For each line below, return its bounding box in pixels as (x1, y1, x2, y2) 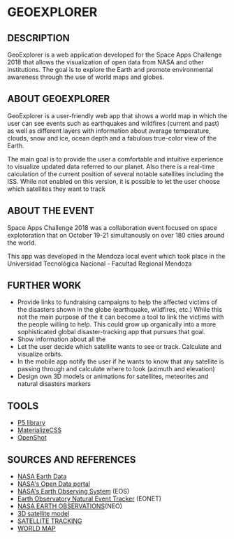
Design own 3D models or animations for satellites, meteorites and (17, 372, 209, 381)
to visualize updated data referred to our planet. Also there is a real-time (7, 162, 215, 171)
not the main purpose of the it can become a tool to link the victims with (17, 312, 224, 322)
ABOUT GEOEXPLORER (7, 93, 110, 105)
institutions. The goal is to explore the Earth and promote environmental (7, 66, 214, 73)
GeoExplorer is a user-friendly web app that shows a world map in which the (7, 111, 228, 120)
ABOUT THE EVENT (7, 205, 94, 217)
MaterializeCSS (17, 426, 62, 434)
